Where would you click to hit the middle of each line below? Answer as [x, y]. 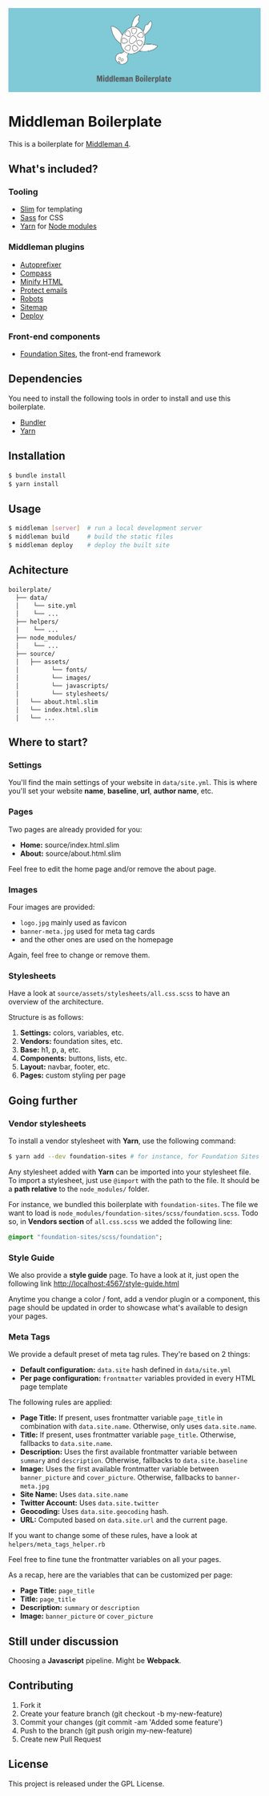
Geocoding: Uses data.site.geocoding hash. [94, 1512]
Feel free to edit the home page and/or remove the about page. [112, 868]
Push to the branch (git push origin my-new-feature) [106, 1730]
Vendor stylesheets [47, 1123]
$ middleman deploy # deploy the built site [89, 545]
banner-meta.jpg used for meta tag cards [87, 931]
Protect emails [44, 290]
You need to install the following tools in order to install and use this [119, 398]
